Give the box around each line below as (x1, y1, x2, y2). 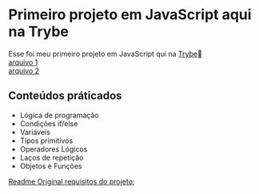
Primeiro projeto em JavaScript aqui (8, 6, 252, 24)
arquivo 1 (8, 57, 38, 67)
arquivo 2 (8, 65, 40, 75)
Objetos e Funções (19, 161, 82, 171)
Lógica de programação (19, 110, 99, 120)
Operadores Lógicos (19, 144, 88, 153)
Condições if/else (19, 118, 78, 129)
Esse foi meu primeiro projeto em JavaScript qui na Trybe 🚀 (8, 49, 202, 58)
